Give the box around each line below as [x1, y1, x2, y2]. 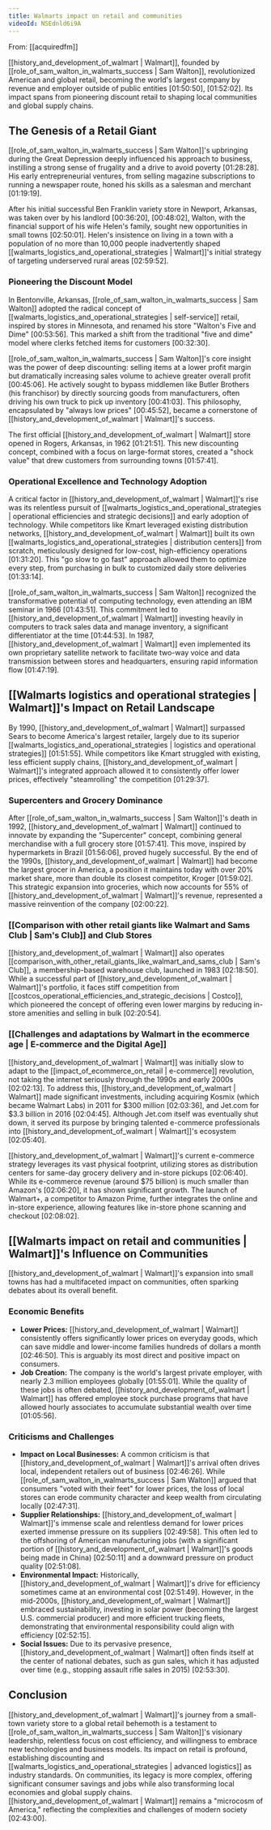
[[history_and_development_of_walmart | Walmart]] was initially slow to [8, 1057, 244, 1067]
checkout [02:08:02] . [8, 1210, 79, 1221]
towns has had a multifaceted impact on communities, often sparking [8, 1277, 239, 1287]
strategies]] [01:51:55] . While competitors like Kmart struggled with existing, [8, 748, 260, 758]
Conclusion [8, 1688, 68, 1702]
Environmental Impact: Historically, [19, 1570, 140, 1580]
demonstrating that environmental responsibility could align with [19, 1622, 235, 1631]
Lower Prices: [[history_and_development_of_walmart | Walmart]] [19, 1324, 239, 1334]
